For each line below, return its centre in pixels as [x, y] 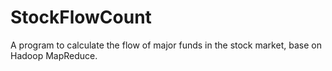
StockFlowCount [81, 17]
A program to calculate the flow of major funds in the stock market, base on [166, 45]
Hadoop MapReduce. [54, 55]
